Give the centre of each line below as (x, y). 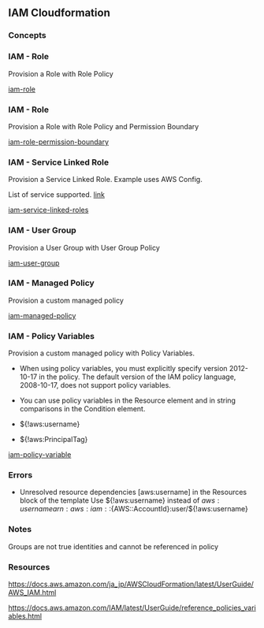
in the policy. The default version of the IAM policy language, (138, 377)
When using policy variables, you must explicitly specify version (123, 369)
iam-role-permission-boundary (58, 142)
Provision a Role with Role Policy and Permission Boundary (104, 126)
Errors (20, 475)
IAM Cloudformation (59, 13)
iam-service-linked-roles (48, 210)
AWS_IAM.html (32, 592)
